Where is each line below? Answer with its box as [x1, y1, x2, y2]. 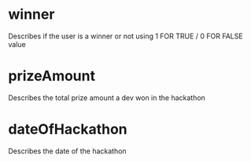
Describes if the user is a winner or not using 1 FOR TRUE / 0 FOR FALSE [8, 31, 243, 41]
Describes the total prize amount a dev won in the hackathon [8, 92, 206, 103]
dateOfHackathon [8, 121, 127, 139]
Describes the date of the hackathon [8, 146, 127, 156]
